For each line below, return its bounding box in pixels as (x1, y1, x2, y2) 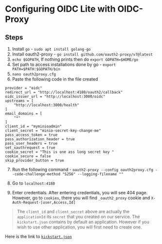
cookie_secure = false (5, 154, 51, 159)
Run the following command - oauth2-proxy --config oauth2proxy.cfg (12, 167, 153, 172)
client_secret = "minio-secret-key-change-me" (5, 128, 101, 133)
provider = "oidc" (5, 86, 42, 91)
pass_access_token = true (5, 132, 57, 137)
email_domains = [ (5, 111, 42, 116)
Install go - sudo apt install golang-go (12, 46, 91, 52)
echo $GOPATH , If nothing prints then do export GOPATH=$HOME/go (12, 56, 139, 62)
